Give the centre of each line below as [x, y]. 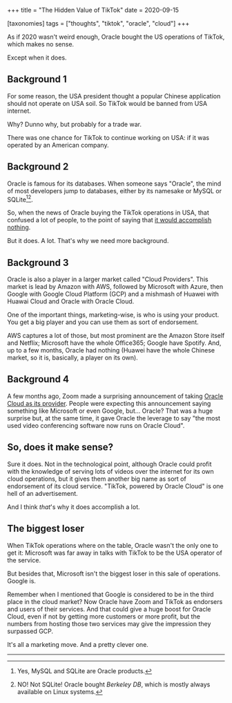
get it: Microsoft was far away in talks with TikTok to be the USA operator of [115, 553]
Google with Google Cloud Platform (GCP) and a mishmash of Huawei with [113, 294]
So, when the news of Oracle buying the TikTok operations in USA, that [108, 213]
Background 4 [38, 379]
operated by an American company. [58, 145]
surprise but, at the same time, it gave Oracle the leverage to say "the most [114, 418]
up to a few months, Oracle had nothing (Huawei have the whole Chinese [111, 350]
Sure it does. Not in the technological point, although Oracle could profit [109, 464]
